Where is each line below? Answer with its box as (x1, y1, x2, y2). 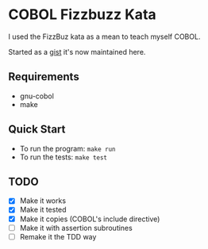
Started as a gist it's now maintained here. (8, 47, 146, 56)
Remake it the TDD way (19, 232, 97, 241)
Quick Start (8, 123, 66, 136)
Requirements (8, 70, 79, 84)
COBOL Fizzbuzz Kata (8, 6, 156, 24)
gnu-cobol (19, 91, 54, 101)
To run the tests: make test (19, 152, 108, 162)
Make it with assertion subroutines (19, 223, 133, 232)
